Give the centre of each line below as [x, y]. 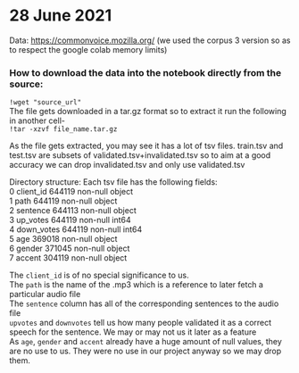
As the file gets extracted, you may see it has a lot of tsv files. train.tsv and [146, 146]
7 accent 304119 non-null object [68, 258]
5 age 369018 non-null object [63, 239]
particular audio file [45, 294]
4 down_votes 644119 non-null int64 [76, 229]
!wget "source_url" [46, 103]
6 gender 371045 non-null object [70, 249]
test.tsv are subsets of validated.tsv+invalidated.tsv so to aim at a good [140, 155]
